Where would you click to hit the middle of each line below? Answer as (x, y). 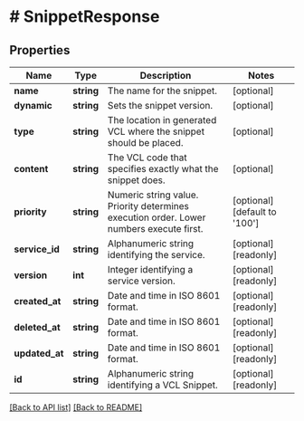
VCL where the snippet (156, 131)
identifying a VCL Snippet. (163, 385)
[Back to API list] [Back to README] (76, 407)
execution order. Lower (157, 217)
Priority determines (148, 206)
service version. (141, 281)
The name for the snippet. (162, 91)
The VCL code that (147, 158)
